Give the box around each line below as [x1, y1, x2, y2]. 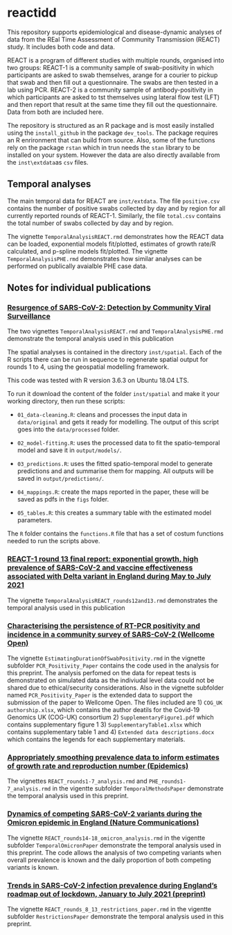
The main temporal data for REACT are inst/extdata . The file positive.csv [7, 197, 220, 205]
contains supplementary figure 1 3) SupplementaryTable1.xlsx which [7, 720, 202, 729]
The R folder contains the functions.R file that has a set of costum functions [7, 529, 224, 538]
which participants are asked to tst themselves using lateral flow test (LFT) [7, 92, 220, 101]
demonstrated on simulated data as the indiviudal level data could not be [7, 676, 215, 685]
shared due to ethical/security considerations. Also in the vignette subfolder [7, 684, 224, 692]
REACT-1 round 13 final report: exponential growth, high [7, 554, 199, 564]
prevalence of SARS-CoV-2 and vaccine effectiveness [7, 563, 193, 572]
